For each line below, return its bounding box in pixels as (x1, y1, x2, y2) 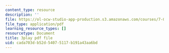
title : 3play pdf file (5, 36, 53, 41)
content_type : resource (5, 7, 55, 13)
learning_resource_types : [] (5, 26, 66, 31)
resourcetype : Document (5, 31, 55, 36)
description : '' (5, 12, 39, 17)
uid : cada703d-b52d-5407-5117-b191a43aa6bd (5, 40, 98, 45)
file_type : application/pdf (5, 21, 64, 27)
